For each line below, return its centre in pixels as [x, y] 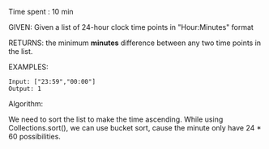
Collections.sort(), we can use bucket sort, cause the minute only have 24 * [135, 128]
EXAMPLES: [28, 67]
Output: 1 [25, 89]
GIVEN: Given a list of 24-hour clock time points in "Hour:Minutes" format [131, 27]
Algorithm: [26, 103]
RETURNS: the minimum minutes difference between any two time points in [135, 43]
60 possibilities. [34, 137]
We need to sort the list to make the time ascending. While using [116, 119]
